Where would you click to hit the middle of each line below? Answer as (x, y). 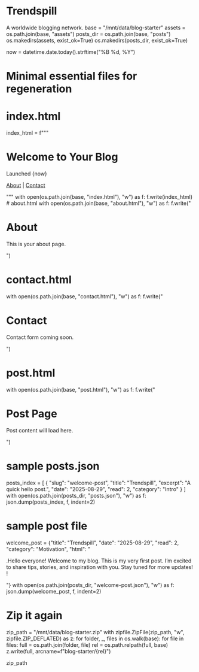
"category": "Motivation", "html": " (48, 549)
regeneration (39, 89)
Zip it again (34, 615)
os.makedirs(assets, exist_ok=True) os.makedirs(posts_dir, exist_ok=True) (97, 40)
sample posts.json (53, 466)
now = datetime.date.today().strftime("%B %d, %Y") (71, 52)
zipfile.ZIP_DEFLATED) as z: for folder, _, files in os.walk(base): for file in (95, 638)
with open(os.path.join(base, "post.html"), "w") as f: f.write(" (81, 389)
